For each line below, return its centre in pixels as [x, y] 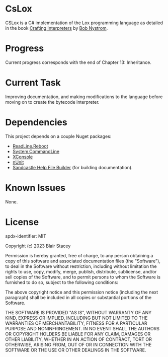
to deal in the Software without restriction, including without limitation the [81, 266]
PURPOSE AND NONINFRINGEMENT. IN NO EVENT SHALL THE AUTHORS [82, 328]
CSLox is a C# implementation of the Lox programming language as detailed [84, 23]
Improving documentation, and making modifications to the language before [84, 97]
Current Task [33, 83]
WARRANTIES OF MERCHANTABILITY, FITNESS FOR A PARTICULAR [76, 323]
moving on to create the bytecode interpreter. [52, 102]
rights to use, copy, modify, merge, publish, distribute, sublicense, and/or [81, 271]
